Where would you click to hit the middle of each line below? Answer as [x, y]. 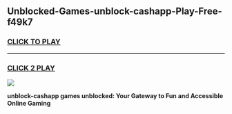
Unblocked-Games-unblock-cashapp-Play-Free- [115, 11]
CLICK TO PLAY [34, 42]
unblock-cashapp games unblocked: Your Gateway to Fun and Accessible [115, 95]
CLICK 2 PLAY [31, 68]
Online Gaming [29, 103]
